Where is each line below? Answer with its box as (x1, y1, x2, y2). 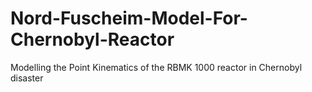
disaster (10, 72, 44, 84)
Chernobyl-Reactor (10, 28, 175, 51)
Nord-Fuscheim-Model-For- (10, 7, 248, 30)
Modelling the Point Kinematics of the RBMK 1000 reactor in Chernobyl (10, 61, 303, 73)
